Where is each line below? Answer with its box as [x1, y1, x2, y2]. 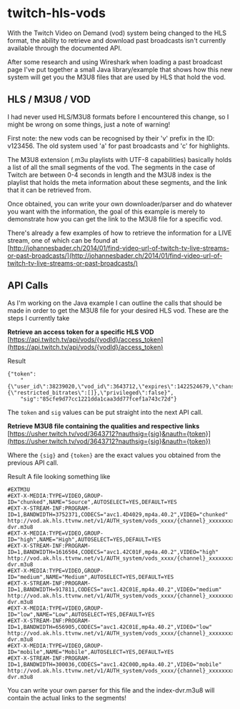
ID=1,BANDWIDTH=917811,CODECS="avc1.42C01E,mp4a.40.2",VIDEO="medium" [7, 585, 222, 593]
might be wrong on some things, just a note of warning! [7, 120, 171, 129]
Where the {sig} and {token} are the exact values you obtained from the [7, 451, 221, 459]
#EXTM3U [7, 486, 31, 493]
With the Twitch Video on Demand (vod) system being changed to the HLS [7, 29, 227, 37]
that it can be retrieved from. [7, 186, 91, 194]
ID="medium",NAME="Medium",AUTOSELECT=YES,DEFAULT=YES [7, 573, 174, 580]
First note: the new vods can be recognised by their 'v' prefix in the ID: [7, 134, 215, 142]
